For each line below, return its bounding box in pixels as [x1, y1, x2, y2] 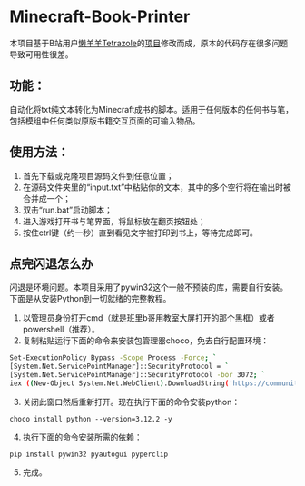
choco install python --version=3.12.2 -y [9, 414, 172, 423]
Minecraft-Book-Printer [9, 6, 191, 27]
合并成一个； [22, 193, 71, 203]
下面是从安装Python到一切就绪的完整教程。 [9, 293, 172, 304]
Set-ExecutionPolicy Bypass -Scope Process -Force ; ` [9, 353, 218, 362]
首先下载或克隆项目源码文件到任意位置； [22, 170, 174, 181]
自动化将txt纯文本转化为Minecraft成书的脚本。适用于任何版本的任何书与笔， [9, 104, 293, 114]
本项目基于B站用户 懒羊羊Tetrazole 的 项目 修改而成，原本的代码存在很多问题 [9, 37, 289, 48]
